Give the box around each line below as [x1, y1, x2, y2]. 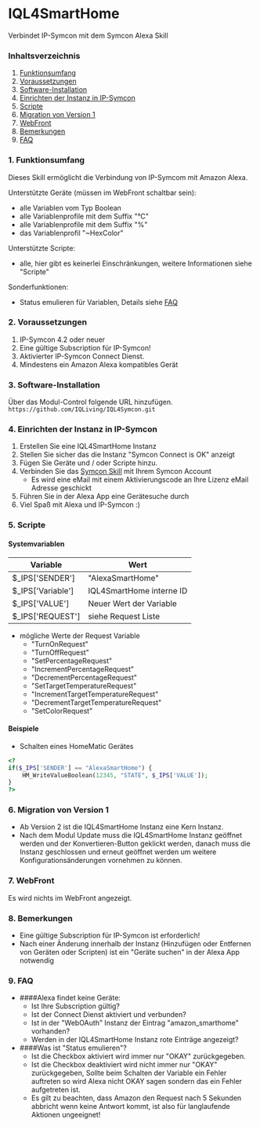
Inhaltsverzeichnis [8, 50, 81, 61]
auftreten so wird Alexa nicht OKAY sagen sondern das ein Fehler [31, 1077, 243, 1086]
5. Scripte [8, 519, 46, 530]
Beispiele [8, 724, 39, 733]
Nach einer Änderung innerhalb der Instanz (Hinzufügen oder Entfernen [19, 939, 252, 949]
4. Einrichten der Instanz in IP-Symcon [8, 424, 158, 435]
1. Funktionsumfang [8, 155, 85, 166]
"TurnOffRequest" [31, 648, 90, 657]
